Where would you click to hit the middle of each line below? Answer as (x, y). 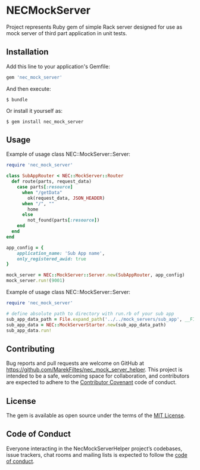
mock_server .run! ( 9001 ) (36, 281)
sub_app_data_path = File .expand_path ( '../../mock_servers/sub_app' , (94, 319)
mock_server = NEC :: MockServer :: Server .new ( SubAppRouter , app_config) (96, 275)
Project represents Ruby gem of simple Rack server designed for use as (94, 27)
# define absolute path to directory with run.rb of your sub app (90, 314)
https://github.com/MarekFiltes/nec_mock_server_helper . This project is (94, 370)
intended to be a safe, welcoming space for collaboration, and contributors (98, 376)
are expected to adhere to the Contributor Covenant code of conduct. (91, 382)
